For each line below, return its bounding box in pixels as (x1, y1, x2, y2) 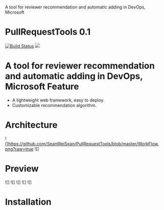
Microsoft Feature (5, 81, 79, 92)
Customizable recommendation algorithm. (12, 102, 97, 108)
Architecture (5, 120, 58, 131)
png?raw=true (5, 146, 34, 152)
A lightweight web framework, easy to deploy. (12, 97, 105, 103)
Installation (5, 196, 52, 207)
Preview (5, 163, 39, 174)
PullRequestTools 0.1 (5, 26, 91, 38)
